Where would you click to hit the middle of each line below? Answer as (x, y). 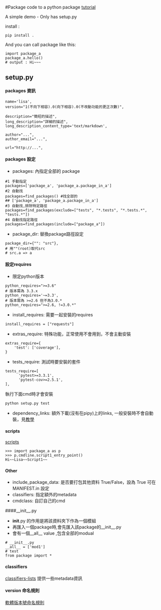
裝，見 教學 (23, 419)
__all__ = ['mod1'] (25, 547)
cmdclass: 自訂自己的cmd (39, 501)
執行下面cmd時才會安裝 (29, 394)
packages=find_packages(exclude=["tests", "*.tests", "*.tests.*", (76, 210)
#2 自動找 (14, 191)
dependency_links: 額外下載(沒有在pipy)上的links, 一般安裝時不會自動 (83, 413)
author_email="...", (27, 139)
